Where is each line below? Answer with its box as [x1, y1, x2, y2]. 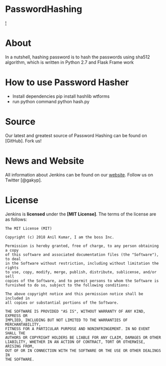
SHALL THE [5, 331, 26, 336]
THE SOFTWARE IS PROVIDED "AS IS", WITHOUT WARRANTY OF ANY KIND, [5, 309, 146, 314]
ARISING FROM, [5, 344, 35, 349]
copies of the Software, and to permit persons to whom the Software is [5, 278, 159, 283]
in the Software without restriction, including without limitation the [5, 261, 159, 266]
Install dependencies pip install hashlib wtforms [12, 93, 110, 99]
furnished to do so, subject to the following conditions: [5, 283, 130, 288]
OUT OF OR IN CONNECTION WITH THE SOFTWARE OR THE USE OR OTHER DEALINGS [5, 348, 162, 353]
